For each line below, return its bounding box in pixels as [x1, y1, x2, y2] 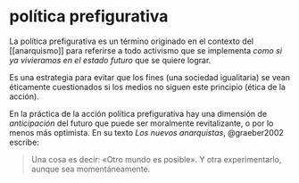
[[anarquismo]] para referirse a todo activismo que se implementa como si [9, 45, 283, 55]
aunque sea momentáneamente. [30, 163, 151, 174]
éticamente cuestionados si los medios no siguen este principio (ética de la [9, 81, 286, 92]
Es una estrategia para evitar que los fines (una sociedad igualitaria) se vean [9, 71, 290, 82]
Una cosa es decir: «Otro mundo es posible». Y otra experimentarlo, [30, 154, 282, 164]
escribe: [9, 137, 40, 147]
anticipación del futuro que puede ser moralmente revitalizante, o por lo [9, 118, 274, 129]
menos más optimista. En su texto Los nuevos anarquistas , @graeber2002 [9, 127, 284, 137]
